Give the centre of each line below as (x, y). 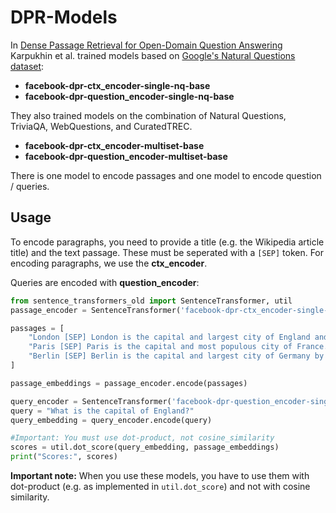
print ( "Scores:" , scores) (64, 457)
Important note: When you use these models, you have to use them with (160, 475)
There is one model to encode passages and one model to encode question (166, 175)
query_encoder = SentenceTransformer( (91, 401)
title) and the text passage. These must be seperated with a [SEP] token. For (167, 252)
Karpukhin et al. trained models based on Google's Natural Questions (153, 55)
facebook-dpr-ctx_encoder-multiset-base (114, 145)
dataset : (27, 66)
